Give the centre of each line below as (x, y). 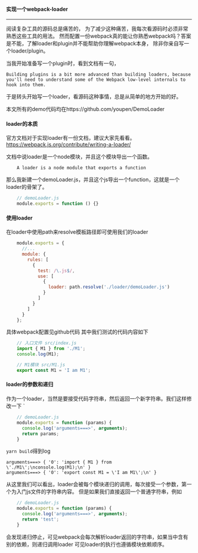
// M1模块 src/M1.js (41, 365)
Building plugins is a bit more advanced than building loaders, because (99, 75)
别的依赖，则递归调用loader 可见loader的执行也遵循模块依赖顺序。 (87, 544)
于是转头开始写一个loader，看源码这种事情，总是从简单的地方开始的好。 (94, 97)
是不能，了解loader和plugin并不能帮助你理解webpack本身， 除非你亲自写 (95, 44)
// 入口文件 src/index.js (47, 343)
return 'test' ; (40, 519)
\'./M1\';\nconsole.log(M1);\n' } (49, 467)
